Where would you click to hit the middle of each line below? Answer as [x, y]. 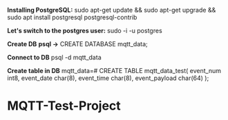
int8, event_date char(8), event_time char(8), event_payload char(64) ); [108, 78]
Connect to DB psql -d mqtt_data [54, 57]
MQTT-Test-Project [64, 106]
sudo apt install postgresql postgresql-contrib [72, 17]
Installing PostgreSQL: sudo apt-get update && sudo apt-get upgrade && [112, 10]
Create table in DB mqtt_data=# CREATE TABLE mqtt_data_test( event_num [114, 71]
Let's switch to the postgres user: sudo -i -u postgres [85, 31]
